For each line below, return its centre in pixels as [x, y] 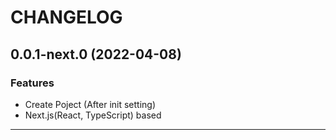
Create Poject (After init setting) [90, 104]
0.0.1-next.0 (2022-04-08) [96, 54]
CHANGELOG [66, 17]
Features [32, 83]
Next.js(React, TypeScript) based [93, 115]
